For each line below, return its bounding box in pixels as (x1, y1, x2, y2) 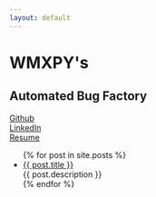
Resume (9, 132, 41, 143)
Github (9, 113, 34, 123)
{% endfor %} (22, 178, 75, 189)
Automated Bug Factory (9, 88, 148, 104)
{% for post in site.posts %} (22, 149, 127, 160)
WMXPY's (9, 52, 89, 73)
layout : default (9, 13, 71, 23)
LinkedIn (9, 122, 42, 133)
